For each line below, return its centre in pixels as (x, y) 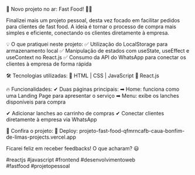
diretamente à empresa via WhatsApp (52, 119)
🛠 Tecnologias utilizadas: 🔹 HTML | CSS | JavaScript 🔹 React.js (83, 76)
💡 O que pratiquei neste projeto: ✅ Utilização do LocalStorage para (87, 44)
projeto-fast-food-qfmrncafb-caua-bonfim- (132, 131)
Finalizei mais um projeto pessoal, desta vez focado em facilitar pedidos (93, 20)
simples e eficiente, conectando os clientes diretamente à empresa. (88, 33)
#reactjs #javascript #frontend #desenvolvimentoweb (71, 160)
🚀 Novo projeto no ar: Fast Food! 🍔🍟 (49, 9)
